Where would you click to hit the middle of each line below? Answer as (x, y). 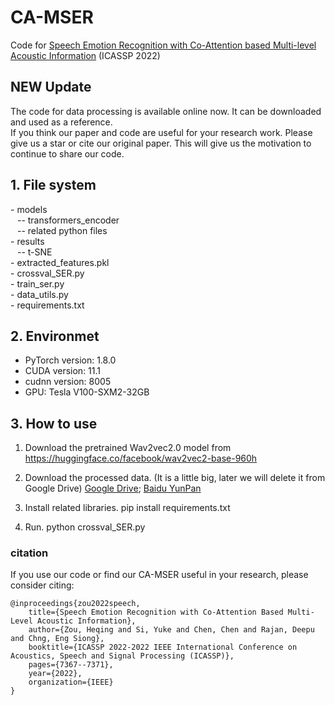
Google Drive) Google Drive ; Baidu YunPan (113, 488)
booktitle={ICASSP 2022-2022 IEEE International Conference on (163, 647)
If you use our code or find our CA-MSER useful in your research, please (159, 575)
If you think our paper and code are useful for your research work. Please (161, 132)
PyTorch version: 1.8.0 (70, 360)
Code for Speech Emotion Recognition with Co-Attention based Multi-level (163, 45)
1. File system (53, 185)
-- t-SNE (34, 252)
